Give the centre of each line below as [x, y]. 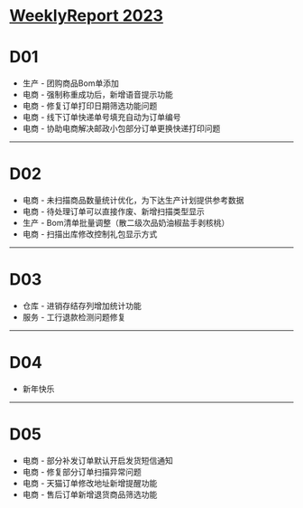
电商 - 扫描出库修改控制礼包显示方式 [90, 234]
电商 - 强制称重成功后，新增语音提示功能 [98, 95]
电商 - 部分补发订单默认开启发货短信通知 [98, 460]
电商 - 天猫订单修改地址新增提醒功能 [90, 483]
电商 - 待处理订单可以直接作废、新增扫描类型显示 [114, 212]
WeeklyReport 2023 [87, 16]
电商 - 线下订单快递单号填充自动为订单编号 [102, 118]
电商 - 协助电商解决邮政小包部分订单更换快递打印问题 [121, 128]
